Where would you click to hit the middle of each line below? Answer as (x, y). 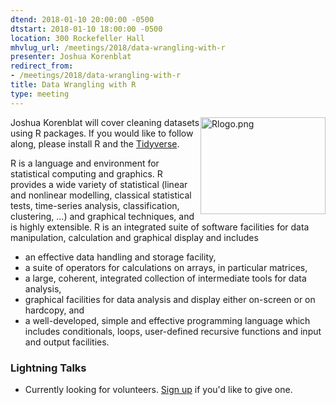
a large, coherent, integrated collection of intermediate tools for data (165, 278)
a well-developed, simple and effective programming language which (167, 320)
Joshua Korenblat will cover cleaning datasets (105, 122)
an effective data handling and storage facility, (120, 257)
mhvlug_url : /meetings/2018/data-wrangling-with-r (118, 47)
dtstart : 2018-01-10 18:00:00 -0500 (86, 29)
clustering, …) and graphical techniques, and (102, 216)
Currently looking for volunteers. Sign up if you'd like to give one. (158, 389)
